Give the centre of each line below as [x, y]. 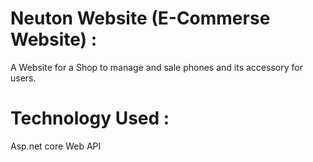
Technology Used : [90, 118]
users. [23, 78]
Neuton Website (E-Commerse [140, 18]
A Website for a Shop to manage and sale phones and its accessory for [156, 67]
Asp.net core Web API [56, 146]
